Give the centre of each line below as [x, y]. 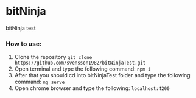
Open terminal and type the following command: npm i [82, 69]
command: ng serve [40, 82]
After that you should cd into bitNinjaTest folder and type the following [102, 75]
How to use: [24, 44]
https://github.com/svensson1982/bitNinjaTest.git [80, 63]
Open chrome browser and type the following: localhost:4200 [92, 88]
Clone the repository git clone [53, 57]
